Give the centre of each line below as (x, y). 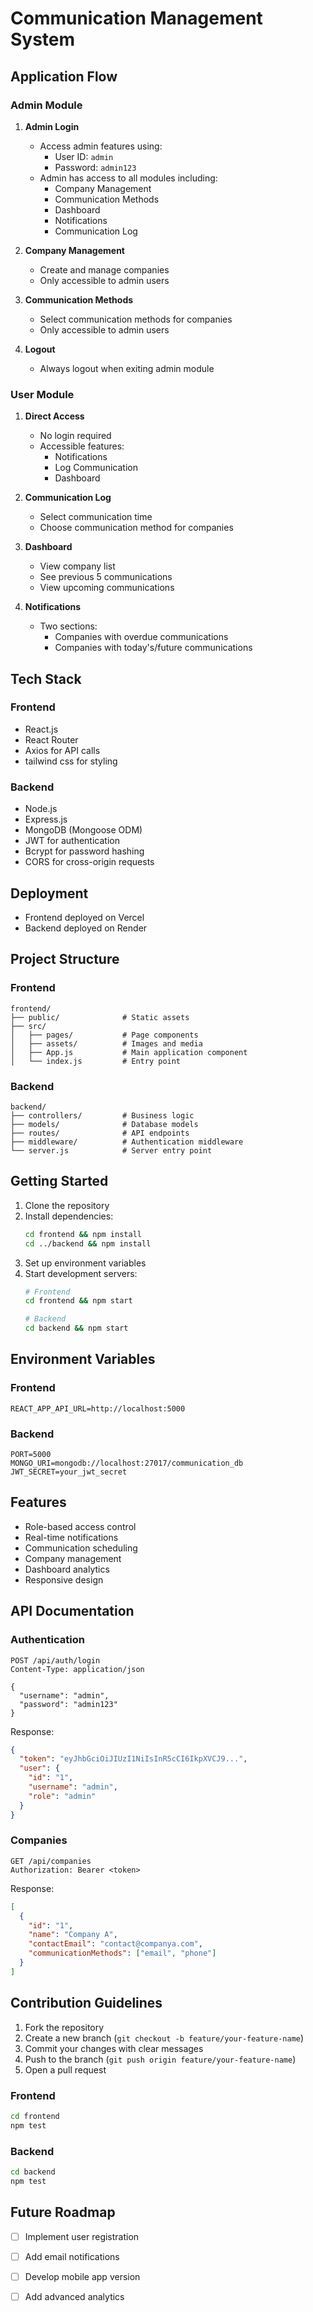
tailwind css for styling (71, 761)
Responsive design (64, 1579)
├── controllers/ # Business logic (102, 1115)
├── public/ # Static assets (100, 1017)
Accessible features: (82, 446)
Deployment (49, 893)
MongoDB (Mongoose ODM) (83, 830)
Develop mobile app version (82, 2276)
